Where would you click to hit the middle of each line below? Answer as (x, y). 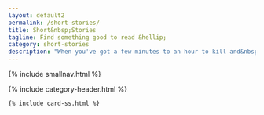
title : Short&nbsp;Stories (52, 30)
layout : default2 (37, 15)
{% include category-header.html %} (68, 89)
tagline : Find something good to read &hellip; (88, 37)
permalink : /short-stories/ (54, 23)
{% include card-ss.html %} (54, 103)
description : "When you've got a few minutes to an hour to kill (117, 52)
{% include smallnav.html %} (55, 74)
